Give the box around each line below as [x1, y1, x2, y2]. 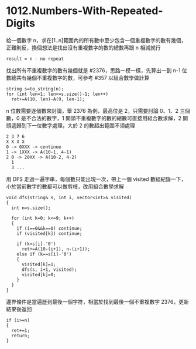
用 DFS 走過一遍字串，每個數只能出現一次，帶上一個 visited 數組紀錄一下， [6, 175, 187, 183]
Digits [6, 16, 35, 30]
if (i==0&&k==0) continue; [16, 225, 82, 231]
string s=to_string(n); [6, 86, 64, 92]
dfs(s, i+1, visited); [21, 266, 77, 273]
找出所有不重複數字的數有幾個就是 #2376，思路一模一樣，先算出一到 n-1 [6, 66, 181, 74]
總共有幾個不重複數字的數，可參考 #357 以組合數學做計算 [11, 74, 150, 81]
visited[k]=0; [21, 271, 57, 277]
